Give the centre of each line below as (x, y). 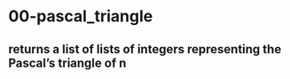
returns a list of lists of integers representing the (145, 49)
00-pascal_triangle (81, 16)
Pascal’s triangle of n (67, 63)
